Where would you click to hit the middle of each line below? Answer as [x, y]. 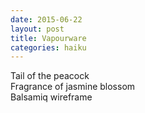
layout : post [37, 29]
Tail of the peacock [50, 76]
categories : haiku [48, 47]
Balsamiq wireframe [51, 97]
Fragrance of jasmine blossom [73, 87]
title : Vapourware [48, 38]
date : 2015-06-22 [46, 19]
